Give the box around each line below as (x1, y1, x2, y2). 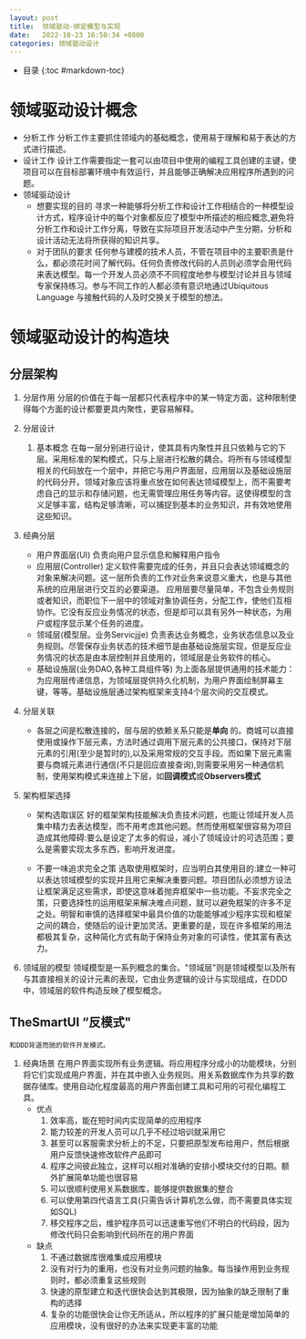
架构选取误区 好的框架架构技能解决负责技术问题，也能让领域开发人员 (36, 809, 294, 821)
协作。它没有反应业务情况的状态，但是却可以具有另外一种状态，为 (36, 607, 284, 618)
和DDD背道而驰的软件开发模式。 (9, 1041, 111, 1050)
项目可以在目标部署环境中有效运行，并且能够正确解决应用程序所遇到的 (22, 166, 287, 178)
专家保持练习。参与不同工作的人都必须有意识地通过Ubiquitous (36, 280, 269, 292)
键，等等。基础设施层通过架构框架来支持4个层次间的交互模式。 (36, 686, 273, 698)
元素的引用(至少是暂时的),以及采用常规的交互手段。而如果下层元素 (36, 748, 284, 759)
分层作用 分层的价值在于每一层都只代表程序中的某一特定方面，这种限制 (22, 392, 289, 403)
